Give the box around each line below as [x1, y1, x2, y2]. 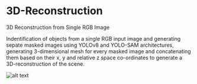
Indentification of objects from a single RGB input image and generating [6, 35, 181, 42]
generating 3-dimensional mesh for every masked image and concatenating [6, 47, 191, 54]
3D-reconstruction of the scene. [6, 60, 85, 67]
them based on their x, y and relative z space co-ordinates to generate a [6, 54, 182, 61]
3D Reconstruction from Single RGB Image [6, 24, 110, 31]
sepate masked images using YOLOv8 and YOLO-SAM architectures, [6, 41, 175, 49]
